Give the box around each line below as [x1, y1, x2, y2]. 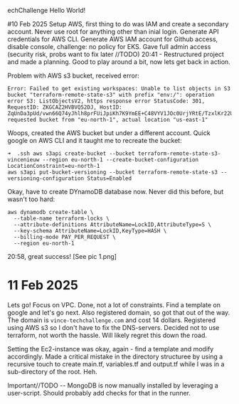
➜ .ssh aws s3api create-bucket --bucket [7, 150, 135, 157]
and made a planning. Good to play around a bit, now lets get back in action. [7, 58, 231, 66]
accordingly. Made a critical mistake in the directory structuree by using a [7, 352, 223, 361]
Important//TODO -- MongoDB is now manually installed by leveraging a [7, 381, 218, 390]
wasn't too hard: [7, 195, 55, 203]
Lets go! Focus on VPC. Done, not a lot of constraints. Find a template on [7, 300, 221, 309]
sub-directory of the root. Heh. [7, 367, 97, 376]
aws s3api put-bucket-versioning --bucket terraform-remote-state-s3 [7, 169, 218, 176]
